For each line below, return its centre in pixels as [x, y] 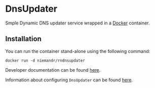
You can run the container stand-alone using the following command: [78, 51]
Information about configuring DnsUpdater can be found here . [69, 80]
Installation [23, 39]
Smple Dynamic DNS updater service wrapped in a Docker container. [77, 23]
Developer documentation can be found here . [53, 70]
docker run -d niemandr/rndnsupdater [45, 61]
